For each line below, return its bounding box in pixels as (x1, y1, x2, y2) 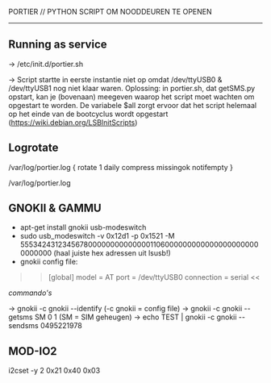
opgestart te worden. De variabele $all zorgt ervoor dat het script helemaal (8, 100, 256, 110)
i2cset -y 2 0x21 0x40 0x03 (8, 366, 101, 376)
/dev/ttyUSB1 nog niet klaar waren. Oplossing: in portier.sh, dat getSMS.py (8, 83, 256, 93)
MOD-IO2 (8, 344, 58, 358)
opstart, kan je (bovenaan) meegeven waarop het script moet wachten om (8, 92, 255, 102)
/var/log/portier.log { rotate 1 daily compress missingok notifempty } (8, 162, 234, 172)
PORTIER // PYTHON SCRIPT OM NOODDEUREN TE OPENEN (8, 7, 212, 16)
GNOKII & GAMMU (8, 202, 102, 215)
